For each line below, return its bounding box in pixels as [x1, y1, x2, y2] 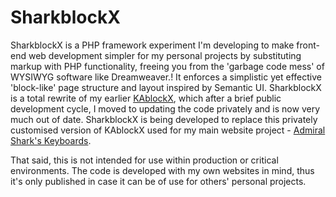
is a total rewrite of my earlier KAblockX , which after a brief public [10, 92, 282, 104]
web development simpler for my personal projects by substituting [28, 49, 302, 61]
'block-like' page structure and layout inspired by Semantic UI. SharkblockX [10, 81, 322, 93]
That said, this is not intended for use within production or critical [10, 154, 279, 166]
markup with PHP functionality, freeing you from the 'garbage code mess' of [10, 60, 325, 72]
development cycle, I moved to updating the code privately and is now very [10, 102, 321, 115]
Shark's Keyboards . [10, 134, 92, 146]
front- [296, 39, 320, 51]
